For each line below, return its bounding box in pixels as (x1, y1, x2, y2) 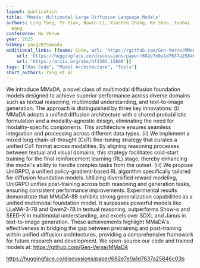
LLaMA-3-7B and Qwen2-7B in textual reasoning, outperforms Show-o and (6, 206, 190, 213)
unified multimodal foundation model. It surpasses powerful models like (6, 200, 182, 207)
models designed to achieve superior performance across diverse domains (6, 92, 190, 99)
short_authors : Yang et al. (6, 70, 76, 75)
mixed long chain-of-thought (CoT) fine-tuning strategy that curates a (6, 136, 177, 143)
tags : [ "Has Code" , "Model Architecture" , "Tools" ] (6, 64, 137, 70)
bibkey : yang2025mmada (6, 42, 62, 48)
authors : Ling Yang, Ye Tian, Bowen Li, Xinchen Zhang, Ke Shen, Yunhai (6, 20, 190, 26)
